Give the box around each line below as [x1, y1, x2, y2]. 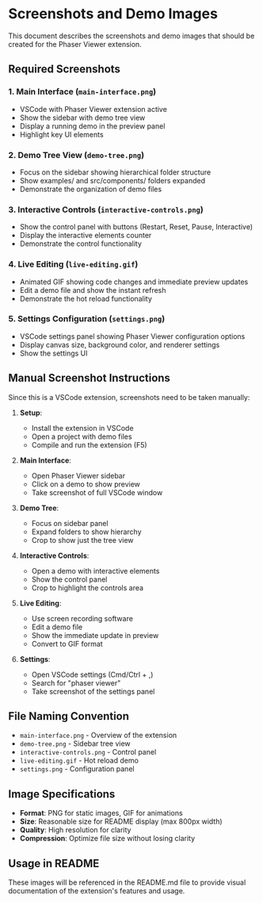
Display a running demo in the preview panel [19, 121, 166, 131]
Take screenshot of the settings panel [31, 686, 155, 696]
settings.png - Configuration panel [19, 764, 135, 774]
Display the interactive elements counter [19, 231, 152, 240]
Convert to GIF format [31, 639, 103, 648]
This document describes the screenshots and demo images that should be [8, 31, 255, 40]
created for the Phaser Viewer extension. [8, 39, 143, 48]
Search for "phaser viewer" [31, 678, 121, 687]
